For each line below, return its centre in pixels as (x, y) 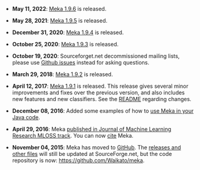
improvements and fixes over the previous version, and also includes (98, 93)
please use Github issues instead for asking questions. (80, 62)
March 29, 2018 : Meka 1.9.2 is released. (62, 74)
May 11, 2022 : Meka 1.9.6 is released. (59, 9)
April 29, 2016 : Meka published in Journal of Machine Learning (92, 129)
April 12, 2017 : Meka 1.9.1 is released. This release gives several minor (100, 86)
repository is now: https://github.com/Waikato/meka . (78, 160)
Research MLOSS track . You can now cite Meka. (73, 136)
